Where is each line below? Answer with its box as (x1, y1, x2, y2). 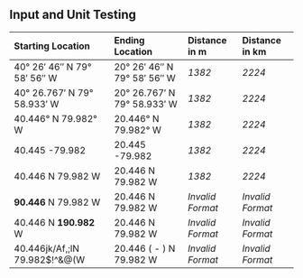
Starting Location (14, 40, 90, 52)
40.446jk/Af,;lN (14, 242, 79, 255)
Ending (114, 33, 145, 46)
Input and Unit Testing (9, 7, 137, 23)
